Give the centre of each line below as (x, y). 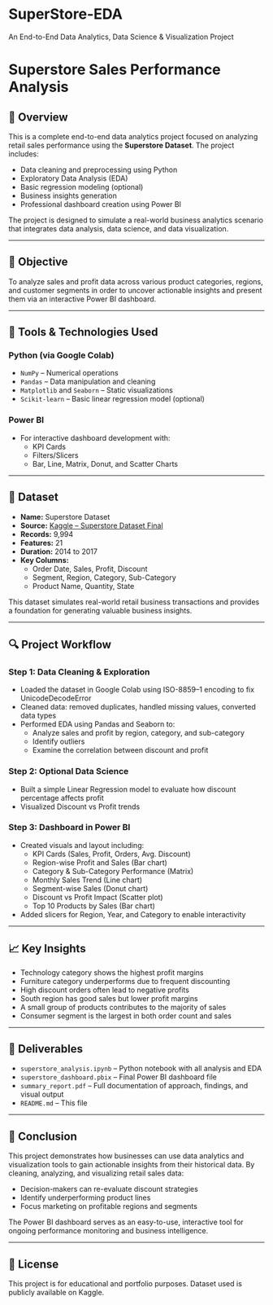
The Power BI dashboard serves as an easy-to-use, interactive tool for (126, 1222)
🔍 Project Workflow (60, 644)
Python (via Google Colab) (61, 355)
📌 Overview (38, 117)
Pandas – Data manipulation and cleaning (88, 382)
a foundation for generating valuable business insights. (100, 610)
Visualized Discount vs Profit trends (80, 806)
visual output (42, 1094)
